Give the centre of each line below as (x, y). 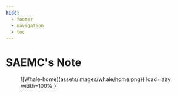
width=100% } (38, 86)
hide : (12, 13)
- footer (22, 19)
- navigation (28, 25)
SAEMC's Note (44, 63)
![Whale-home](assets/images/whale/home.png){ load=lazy (96, 79)
